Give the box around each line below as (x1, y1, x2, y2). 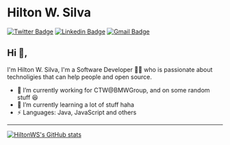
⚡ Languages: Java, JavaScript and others (16, 108, 137, 116)
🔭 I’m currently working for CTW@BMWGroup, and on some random (16, 85, 210, 94)
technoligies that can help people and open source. (7, 72, 153, 81)
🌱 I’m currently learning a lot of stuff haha (16, 101, 135, 109)
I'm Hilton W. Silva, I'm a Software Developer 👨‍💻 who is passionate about (7, 65, 213, 73)
